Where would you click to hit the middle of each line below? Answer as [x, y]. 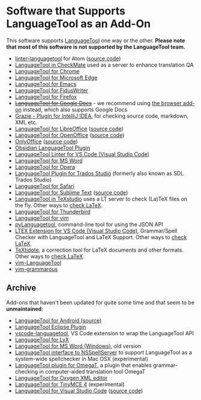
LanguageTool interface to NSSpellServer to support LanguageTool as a [103, 352]
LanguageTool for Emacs [46, 84]
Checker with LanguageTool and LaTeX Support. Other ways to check [101, 237]
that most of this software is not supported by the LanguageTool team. [96, 47]
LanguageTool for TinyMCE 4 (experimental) [70, 384]
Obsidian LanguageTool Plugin [52, 148]
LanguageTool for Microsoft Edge [56, 77]
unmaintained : [25, 309]
